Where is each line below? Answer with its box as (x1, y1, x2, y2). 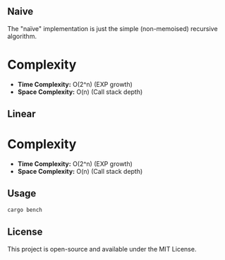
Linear (7, 108, 37, 120)
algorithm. (7, 32, 37, 40)
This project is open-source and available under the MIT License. (7, 244, 197, 253)
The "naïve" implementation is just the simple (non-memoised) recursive (7, 24, 218, 32)
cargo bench (7, 206, 42, 213)
